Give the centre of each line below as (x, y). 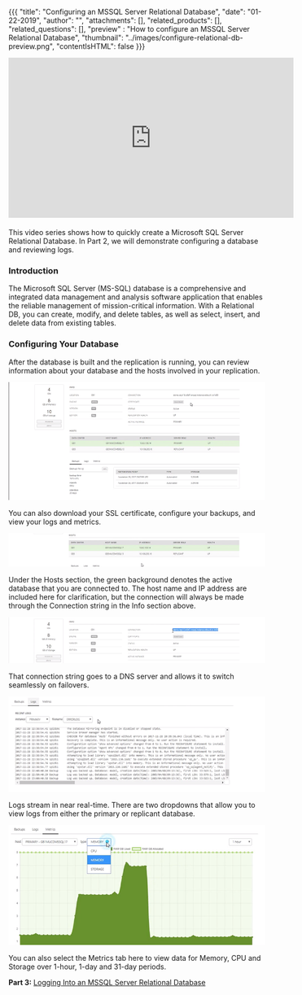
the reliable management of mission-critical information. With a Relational (131, 306)
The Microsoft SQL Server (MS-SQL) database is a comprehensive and (127, 289)
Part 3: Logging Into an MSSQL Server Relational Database (107, 982)
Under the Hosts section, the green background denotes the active (120, 579)
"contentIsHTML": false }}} (101, 46)
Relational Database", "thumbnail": (66, 37)
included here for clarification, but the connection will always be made (126, 596)
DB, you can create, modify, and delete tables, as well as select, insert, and (134, 314)
